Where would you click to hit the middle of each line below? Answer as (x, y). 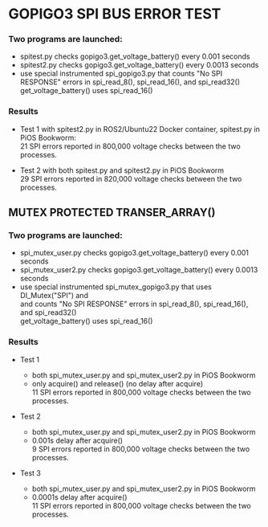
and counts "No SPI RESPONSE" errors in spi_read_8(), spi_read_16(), (134, 304)
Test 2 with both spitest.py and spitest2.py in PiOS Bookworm (122, 170)
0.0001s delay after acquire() (79, 497)
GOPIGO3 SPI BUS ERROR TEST (115, 14)
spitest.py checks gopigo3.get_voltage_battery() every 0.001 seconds (135, 56)
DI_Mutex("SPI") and (54, 296)
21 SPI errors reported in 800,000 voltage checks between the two (130, 146)
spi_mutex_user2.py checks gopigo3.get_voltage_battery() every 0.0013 (139, 270)
